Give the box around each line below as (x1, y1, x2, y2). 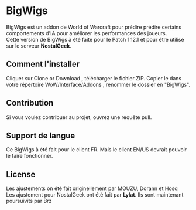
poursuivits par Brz (6, 198, 52, 205)
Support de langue (6, 130, 75, 140)
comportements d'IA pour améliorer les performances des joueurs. (6, 29, 167, 36)
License (6, 169, 36, 179)
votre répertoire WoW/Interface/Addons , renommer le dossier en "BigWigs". (6, 81, 191, 88)
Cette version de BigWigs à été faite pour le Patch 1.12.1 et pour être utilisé (6, 36, 184, 43)
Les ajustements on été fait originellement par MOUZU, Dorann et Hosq (6, 185, 178, 192)
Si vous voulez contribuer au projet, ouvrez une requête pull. (6, 113, 152, 121)
